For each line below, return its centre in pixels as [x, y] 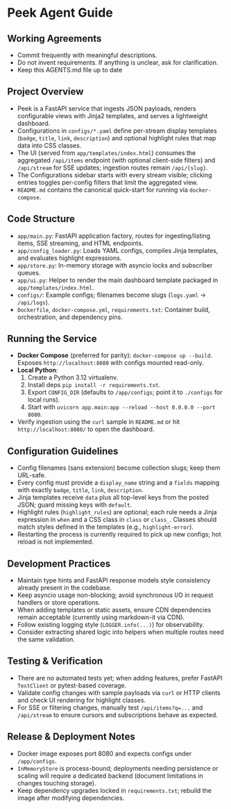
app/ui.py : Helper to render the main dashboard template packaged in [118, 280]
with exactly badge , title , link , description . [80, 490]
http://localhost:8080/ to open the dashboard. [86, 430]
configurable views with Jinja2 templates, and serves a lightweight [112, 115]
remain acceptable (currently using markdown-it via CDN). [101, 617]
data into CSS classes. [49, 145]
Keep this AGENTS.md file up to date [70, 70]
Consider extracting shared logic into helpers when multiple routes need [120, 632]
